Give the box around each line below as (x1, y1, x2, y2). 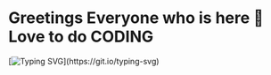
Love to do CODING (8, 26, 154, 47)
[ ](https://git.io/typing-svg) (8, 56, 160, 66)
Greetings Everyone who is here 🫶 (8, 8, 264, 28)
